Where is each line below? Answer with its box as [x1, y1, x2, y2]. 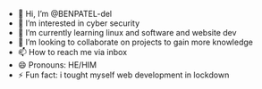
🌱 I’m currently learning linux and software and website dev [17, 28, 237, 37]
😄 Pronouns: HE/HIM [17, 60, 97, 70]
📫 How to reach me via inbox [17, 47, 128, 57]
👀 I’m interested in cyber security [17, 18, 140, 28]
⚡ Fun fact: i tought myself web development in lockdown [17, 69, 230, 80]
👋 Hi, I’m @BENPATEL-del [17, 9, 113, 19]
